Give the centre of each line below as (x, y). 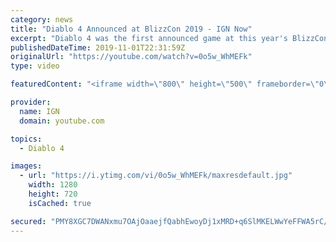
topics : (26, 139)
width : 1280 (53, 185)
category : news (42, 19)
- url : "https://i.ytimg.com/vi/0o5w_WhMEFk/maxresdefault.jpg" (156, 176)
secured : (28, 221)
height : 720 (53, 194)
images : (26, 166)
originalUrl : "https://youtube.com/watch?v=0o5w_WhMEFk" (131, 57)
